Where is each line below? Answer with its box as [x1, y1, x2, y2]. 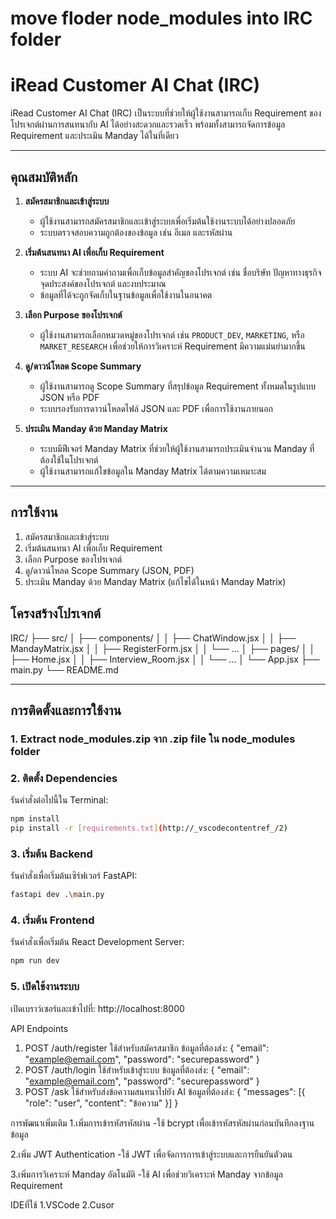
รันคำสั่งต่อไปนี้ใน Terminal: [10, 794, 109, 806]
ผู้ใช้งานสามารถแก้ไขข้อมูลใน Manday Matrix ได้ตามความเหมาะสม [39, 465, 267, 477]
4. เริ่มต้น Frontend [10, 913, 95, 927]
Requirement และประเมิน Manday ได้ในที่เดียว [10, 130, 179, 142]
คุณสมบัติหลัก [10, 168, 78, 186]
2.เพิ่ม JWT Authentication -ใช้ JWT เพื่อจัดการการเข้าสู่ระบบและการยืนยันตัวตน [10, 1148, 293, 1160]
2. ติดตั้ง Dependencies [10, 771, 118, 785]
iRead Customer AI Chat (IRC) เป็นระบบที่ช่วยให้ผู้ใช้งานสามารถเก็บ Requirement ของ [10, 107, 322, 119]
